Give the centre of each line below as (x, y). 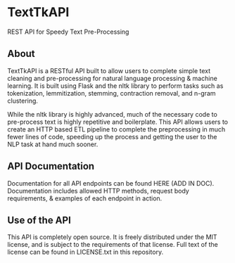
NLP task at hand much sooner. (53, 144)
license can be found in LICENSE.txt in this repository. (85, 252)
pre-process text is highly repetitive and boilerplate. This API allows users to (118, 122)
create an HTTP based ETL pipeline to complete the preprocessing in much (116, 129)
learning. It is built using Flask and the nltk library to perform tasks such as (115, 86)
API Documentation (51, 166)
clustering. (23, 101)
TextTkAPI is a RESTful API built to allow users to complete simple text (109, 70)
